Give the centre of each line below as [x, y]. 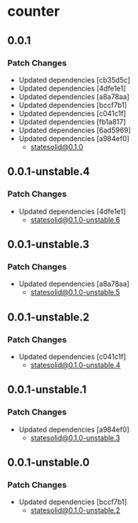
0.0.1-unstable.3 [48, 244]
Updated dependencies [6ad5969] [74, 130]
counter [34, 11]
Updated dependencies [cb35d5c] [74, 80]
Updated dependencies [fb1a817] [72, 121]
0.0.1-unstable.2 [49, 317]
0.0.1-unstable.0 [49, 463]
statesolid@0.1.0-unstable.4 [75, 365]
